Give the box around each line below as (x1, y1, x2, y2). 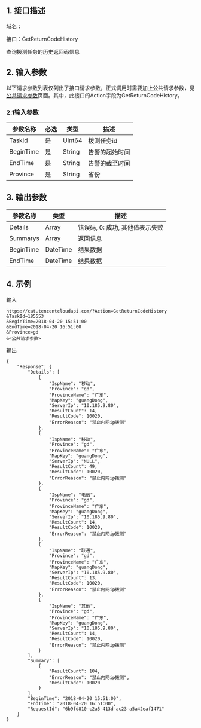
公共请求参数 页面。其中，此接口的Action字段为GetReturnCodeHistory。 (6, 91, 183, 99)
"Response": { (17, 363, 52, 369)
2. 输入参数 (6, 68, 47, 78)
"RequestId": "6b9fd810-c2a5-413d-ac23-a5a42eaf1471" (28, 706, 165, 712)
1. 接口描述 (6, 5, 46, 16)
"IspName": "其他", (48, 603, 96, 609)
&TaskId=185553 (6, 313, 44, 319)
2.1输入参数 (6, 108, 39, 117)
